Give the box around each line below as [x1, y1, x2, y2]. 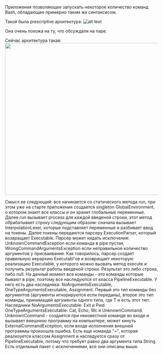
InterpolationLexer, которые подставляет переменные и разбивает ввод [5, 225, 154, 230]
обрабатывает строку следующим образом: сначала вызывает [5, 220, 136, 225]
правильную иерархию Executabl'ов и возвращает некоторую [5, 256, 134, 262]
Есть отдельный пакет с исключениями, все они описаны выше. [5, 344, 139, 349]
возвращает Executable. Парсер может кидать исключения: [5, 235, 130, 241]
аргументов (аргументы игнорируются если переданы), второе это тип [5, 292, 154, 298]
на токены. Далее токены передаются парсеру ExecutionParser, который [5, 230, 156, 235]
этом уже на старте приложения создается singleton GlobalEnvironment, [5, 204, 155, 210]
